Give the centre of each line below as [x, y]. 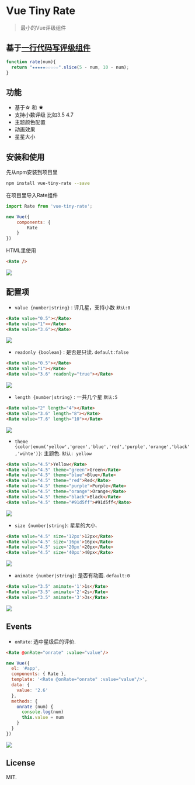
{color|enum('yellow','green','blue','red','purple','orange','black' [102, 447]
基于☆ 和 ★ [29, 108]
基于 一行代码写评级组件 [48, 48]
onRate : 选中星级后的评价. [45, 641]
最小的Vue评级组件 [43, 27]
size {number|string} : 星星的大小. [56, 525]
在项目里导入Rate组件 [32, 195]
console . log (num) [43, 712]
